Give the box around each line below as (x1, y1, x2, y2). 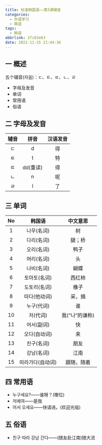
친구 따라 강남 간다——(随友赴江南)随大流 (12, 434, 96, 440)
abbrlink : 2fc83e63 (5, 36, 46, 41)
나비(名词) (26, 265, 50, 272)
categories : (5, 12, 30, 17)
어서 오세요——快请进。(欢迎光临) (12, 404, 81, 410)
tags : (5, 26, 16, 31)
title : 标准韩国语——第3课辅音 (5, 7, 61, 13)
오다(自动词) (24, 331, 52, 338)
